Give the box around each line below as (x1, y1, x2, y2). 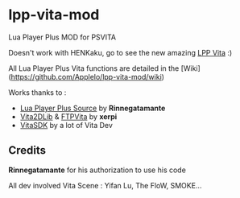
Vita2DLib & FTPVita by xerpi (19, 111, 118, 122)
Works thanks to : (8, 87, 67, 97)
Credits (8, 143, 47, 158)
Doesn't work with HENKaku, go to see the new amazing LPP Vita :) (8, 47, 233, 57)
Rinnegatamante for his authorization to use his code (8, 165, 187, 175)
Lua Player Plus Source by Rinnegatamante (19, 103, 166, 113)
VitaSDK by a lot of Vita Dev (19, 120, 113, 130)
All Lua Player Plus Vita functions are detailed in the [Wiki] (8, 63, 201, 73)
